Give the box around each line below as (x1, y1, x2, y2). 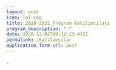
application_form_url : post (6, 43, 78, 49)
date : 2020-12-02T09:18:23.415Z (6, 31, 88, 37)
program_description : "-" (6, 25, 72, 32)
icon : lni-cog (6, 14, 43, 21)
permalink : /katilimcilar (6, 37, 72, 43)
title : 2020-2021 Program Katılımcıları (6, 20, 111, 26)
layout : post (6, 8, 39, 15)
